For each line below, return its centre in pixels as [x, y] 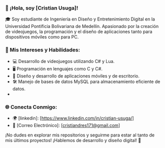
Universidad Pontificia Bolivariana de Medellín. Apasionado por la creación [82, 26]
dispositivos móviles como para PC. [42, 37]
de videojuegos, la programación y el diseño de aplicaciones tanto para [79, 31]
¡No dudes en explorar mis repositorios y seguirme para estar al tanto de [80, 135]
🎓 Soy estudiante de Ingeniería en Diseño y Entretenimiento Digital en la [80, 19]
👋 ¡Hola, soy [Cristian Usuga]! [42, 8]
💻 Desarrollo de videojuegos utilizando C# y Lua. [63, 61]
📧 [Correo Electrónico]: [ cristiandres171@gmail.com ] [66, 125]
